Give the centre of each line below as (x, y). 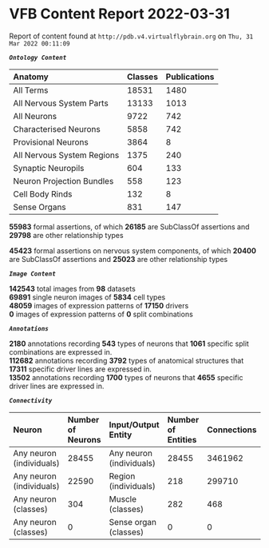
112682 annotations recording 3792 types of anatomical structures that (127, 360)
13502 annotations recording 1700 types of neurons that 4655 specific (126, 377)
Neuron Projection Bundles (63, 181)
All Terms (31, 90)
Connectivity (31, 400)
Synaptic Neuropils (49, 168)
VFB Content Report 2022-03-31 (120, 14)
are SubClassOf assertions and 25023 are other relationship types (119, 259)
